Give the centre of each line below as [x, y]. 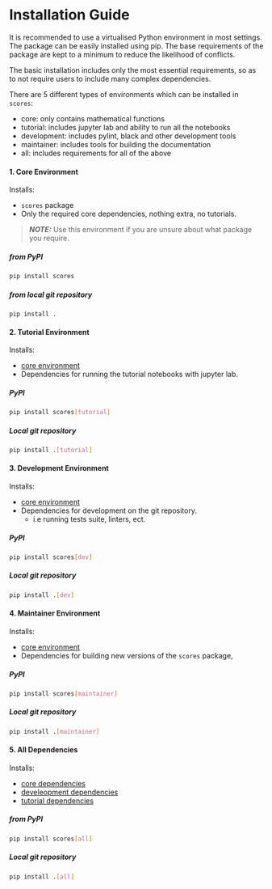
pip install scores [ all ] [51, 839]
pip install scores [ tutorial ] [60, 413]
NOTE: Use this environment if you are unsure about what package [140, 230]
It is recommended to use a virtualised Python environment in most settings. [136, 37]
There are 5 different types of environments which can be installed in [124, 94]
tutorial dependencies [57, 800]
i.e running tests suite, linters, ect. [89, 519]
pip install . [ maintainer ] [54, 731]
